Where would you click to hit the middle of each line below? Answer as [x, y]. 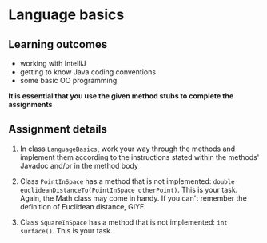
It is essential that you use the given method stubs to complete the [121, 96]
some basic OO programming [68, 80]
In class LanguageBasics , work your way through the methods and [128, 149]
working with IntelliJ [53, 63]
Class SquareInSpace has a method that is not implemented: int [124, 222]
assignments [30, 104]
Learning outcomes [58, 44]
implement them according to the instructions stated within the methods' [139, 157]
